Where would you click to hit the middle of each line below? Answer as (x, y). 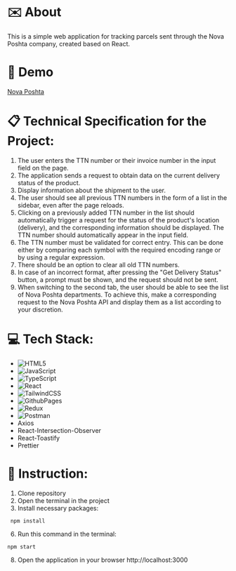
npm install (28, 521)
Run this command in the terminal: (67, 534)
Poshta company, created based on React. (69, 43)
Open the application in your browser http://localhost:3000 (103, 560)
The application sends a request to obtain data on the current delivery (118, 175)
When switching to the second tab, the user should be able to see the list (123, 287)
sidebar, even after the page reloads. (71, 205)
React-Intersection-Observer (59, 430)
